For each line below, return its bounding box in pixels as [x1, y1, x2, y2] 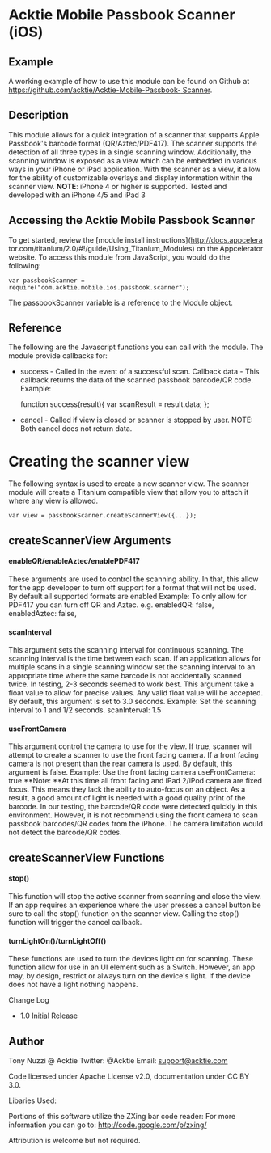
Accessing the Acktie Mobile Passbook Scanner [8, 213, 256, 227]
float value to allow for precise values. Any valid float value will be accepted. [8, 688, 264, 698]
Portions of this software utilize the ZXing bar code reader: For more [8, 1111, 236, 1121]
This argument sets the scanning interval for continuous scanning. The [8, 645, 244, 655]
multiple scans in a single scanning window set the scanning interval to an [8, 662, 256, 672]
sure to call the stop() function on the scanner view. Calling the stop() [8, 908, 239, 919]
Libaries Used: [8, 1096, 57, 1105]
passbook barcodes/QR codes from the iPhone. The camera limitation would [8, 819, 264, 829]
